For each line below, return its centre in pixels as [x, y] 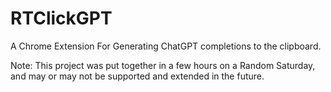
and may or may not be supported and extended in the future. [137, 76]
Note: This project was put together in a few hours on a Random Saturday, [163, 65]
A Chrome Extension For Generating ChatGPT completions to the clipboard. [166, 46]
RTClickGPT [61, 18]
